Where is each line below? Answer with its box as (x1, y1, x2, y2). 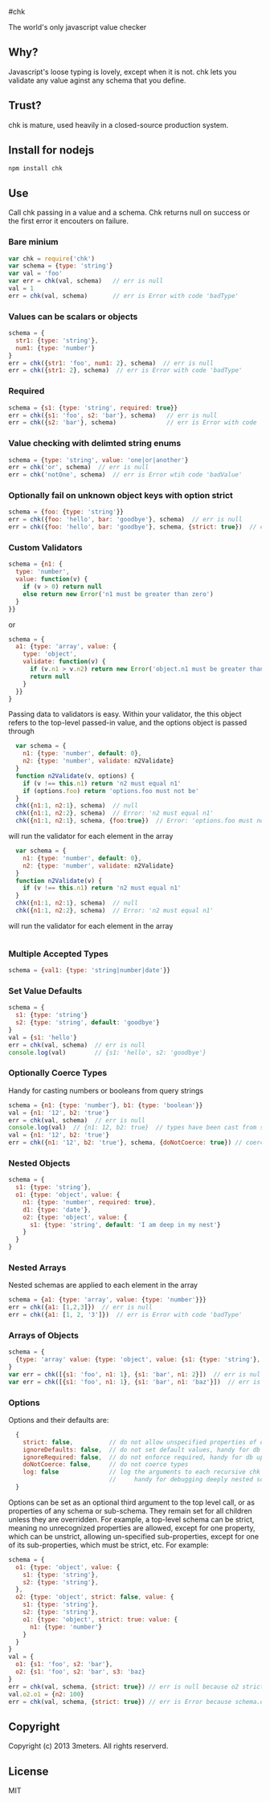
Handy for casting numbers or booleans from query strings (8, 1085, 203, 1095)
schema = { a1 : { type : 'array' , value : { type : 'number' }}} (8, 1296, 207, 1304)
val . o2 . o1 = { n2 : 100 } (8, 1690, 84, 1698)
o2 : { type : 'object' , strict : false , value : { (15, 1593, 174, 1601)
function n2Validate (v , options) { (15, 771, 135, 780)
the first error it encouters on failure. (8, 216, 129, 226)
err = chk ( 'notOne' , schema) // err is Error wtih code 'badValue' (8, 471, 243, 479)
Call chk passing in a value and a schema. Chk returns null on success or (8, 208, 251, 218)
